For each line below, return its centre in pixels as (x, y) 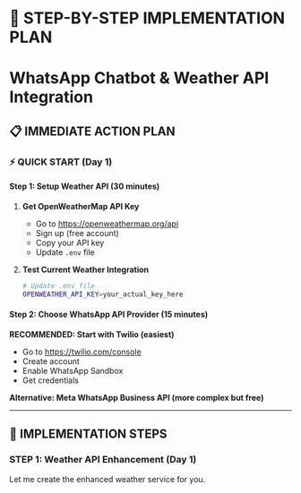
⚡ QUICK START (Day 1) (61, 162)
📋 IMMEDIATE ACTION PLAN (93, 131)
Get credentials (50, 380)
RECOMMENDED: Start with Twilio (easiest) (92, 334)
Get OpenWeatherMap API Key (81, 206)
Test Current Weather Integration (86, 269)
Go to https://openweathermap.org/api (107, 224)
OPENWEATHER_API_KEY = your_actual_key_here (103, 294)
